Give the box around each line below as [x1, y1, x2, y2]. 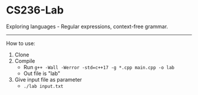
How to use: [6, 39, 35, 47]
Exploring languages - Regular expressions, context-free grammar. [6, 23, 169, 30]
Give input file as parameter [14, 76, 82, 83]
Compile [14, 57, 35, 65]
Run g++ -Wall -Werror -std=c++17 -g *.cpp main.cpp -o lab [23, 63, 175, 70]
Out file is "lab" [23, 70, 61, 77]
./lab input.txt [23, 83, 64, 89]
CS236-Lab [6, 4, 64, 17]
